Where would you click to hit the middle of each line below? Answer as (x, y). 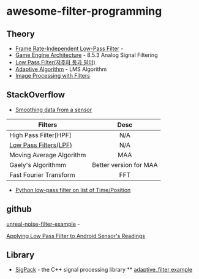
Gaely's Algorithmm (38, 165)
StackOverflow (36, 95)
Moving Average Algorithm (48, 155)
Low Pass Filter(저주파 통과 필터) (55, 62)
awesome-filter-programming (84, 11)
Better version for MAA (125, 165)
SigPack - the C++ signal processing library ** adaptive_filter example (104, 270)
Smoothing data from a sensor (54, 110)
